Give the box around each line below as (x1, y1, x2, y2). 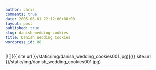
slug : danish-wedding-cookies (5, 30, 69, 35)
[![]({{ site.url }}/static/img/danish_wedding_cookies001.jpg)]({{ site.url (5, 53, 151, 59)
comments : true (5, 12, 37, 17)
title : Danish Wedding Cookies (5, 35, 71, 40)
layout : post (5, 21, 33, 26)
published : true (5, 26, 39, 31)
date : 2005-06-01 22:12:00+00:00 (5, 16, 75, 21)
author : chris (5, 7, 35, 12)
